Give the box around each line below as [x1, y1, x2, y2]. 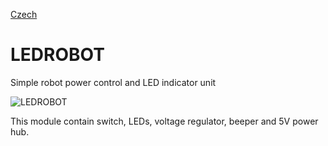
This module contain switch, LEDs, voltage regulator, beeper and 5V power [10, 115, 319, 127]
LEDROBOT [10, 44, 105, 66]
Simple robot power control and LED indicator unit [10, 76, 217, 88]
